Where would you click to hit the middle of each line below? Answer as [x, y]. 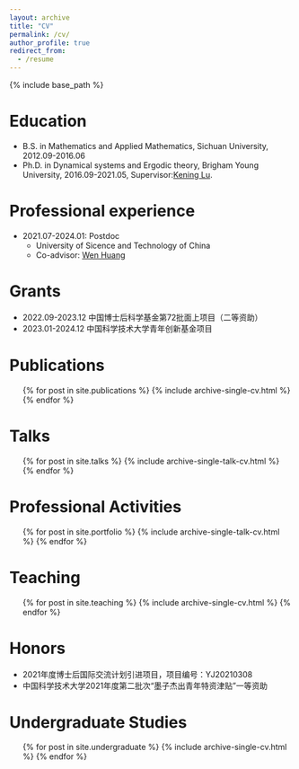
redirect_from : [38, 51]
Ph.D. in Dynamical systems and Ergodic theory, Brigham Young [140, 165]
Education [48, 121]
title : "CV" [31, 26]
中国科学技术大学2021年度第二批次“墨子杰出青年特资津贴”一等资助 [145, 685]
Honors [37, 648]
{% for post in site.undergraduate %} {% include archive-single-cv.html [154, 747]
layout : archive [40, 18]
